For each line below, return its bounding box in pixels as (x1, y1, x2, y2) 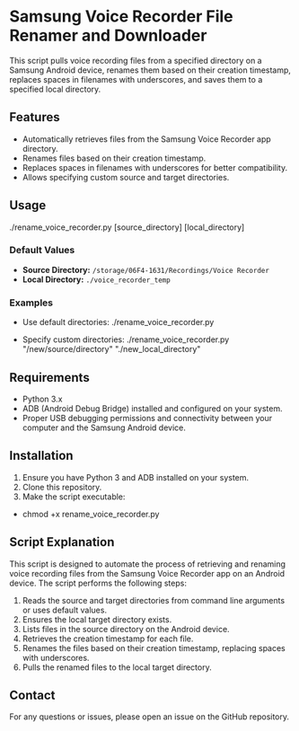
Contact (9, 687, 56, 702)
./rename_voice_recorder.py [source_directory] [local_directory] (9, 222, 245, 233)
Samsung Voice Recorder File (9, 6, 233, 27)
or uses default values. (22, 604, 108, 615)
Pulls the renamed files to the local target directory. (22, 662, 213, 673)
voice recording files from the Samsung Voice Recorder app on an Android (9, 568, 286, 578)
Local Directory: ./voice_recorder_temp (22, 274, 171, 285)
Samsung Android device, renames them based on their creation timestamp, (9, 65, 292, 75)
